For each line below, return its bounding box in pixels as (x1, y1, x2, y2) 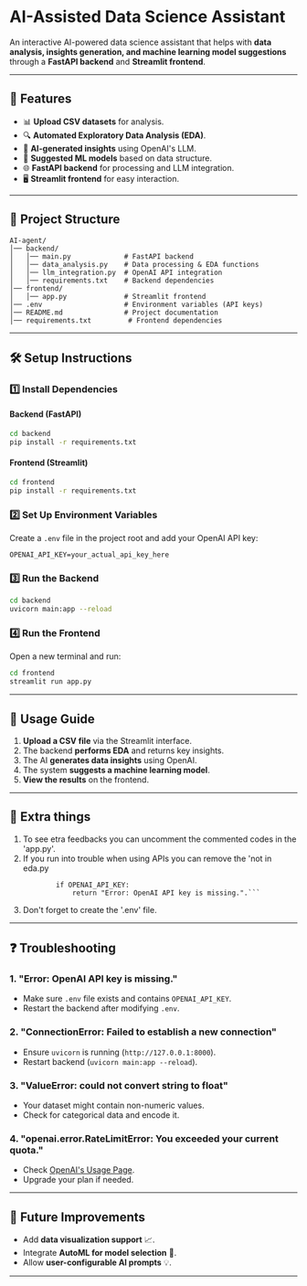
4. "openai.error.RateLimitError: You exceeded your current (9, 1132, 279, 1144)
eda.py (22, 862, 49, 874)
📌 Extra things (9, 809, 91, 824)
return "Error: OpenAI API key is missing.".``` (71, 888, 261, 898)
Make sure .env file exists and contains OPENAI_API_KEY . (22, 994, 232, 1004)
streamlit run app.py (9, 677, 92, 686)
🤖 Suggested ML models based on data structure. (22, 153, 213, 164)
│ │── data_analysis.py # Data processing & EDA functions (9, 260, 259, 269)
